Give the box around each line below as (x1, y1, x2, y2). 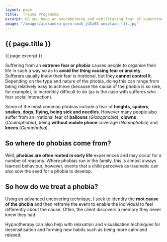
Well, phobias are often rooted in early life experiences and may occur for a (5, 152, 162, 158)
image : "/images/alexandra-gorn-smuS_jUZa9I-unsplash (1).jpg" (5, 21, 139, 26)
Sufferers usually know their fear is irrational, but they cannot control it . (5, 73, 153, 79)
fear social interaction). (5, 94, 53, 100)
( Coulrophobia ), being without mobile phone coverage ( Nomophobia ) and (5, 120, 158, 126)
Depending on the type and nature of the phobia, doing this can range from (5, 78, 160, 84)
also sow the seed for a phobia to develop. (5, 168, 92, 174)
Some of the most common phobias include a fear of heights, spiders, (5, 104, 150, 110)
